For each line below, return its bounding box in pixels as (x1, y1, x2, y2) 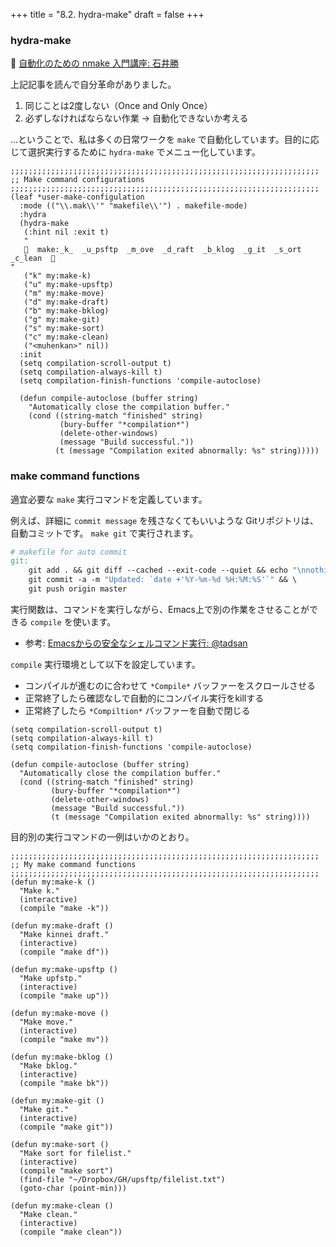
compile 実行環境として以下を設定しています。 (10, 658, 201, 670)
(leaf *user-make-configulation (10, 192, 145, 203)
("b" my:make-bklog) (23, 306, 110, 316)
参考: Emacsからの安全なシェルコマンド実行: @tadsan (24, 637, 248, 649)
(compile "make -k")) (19, 903, 110, 913)
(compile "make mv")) (19, 1034, 110, 1044)
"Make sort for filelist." (19, 1148, 132, 1158)
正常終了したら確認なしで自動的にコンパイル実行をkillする (24, 692, 265, 704)
